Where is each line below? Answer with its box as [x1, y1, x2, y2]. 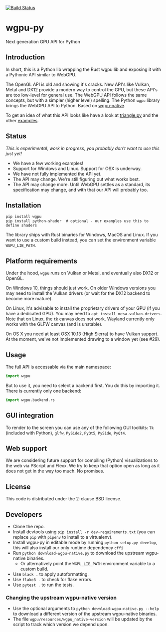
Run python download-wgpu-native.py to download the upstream [12, 550, 145, 556]
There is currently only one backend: [5, 388, 82, 394]
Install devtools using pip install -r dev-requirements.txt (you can [12, 529, 155, 535]
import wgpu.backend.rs [5, 397, 55, 403]
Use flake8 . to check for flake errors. [12, 577, 93, 582]
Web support [5, 444, 47, 452]
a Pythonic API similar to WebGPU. [5, 71, 77, 77]
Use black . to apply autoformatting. [12, 571, 89, 577]
